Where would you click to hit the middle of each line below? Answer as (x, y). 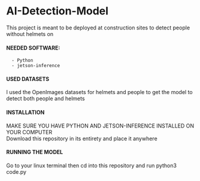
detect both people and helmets (46, 99)
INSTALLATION (25, 112)
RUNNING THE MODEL (35, 152)
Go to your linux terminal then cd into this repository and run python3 (91, 165)
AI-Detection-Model (57, 11)
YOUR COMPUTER (29, 132)
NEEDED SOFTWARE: (33, 48)
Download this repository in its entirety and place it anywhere (82, 138)
